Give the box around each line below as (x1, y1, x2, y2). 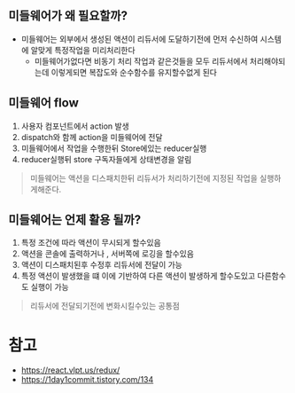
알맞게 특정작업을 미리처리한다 (30, 44, 136, 55)
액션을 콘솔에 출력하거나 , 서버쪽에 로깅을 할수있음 (20, 248, 194, 259)
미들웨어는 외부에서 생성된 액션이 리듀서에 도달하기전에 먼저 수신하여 (20, 34, 259, 44)
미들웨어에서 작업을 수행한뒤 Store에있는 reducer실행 (20, 143, 207, 153)
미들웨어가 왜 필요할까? (8, 8, 128, 24)
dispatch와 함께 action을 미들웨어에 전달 (20, 131, 163, 142)
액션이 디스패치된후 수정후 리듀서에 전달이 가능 (20, 260, 182, 271)
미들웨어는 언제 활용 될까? (8, 212, 142, 228)
